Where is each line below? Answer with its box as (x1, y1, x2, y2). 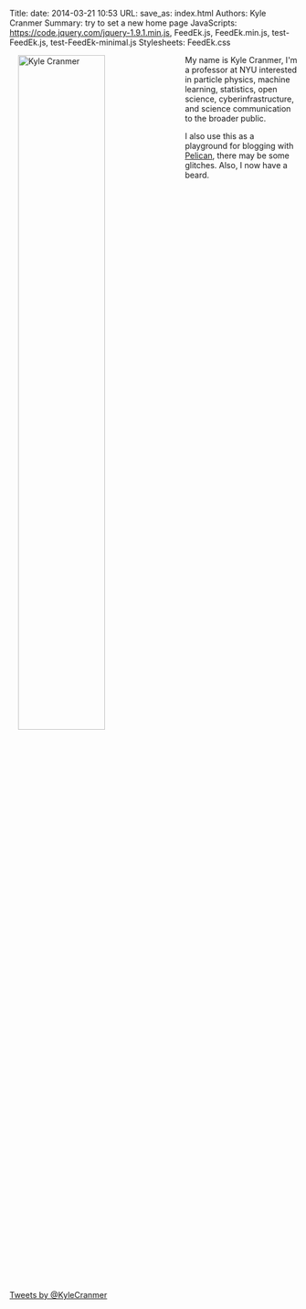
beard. (185, 169, 210, 180)
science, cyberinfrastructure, (185, 93, 294, 104)
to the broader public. (185, 113, 267, 123)
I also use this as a (185, 131, 255, 141)
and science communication (185, 103, 291, 113)
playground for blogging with (185, 141, 294, 151)
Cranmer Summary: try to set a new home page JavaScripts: (9, 17, 237, 28)
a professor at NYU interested (185, 64, 298, 75)
